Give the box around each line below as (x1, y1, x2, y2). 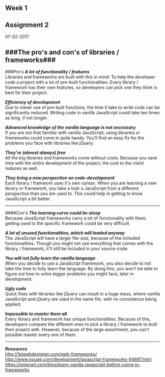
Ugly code (5, 285, 27, 292)
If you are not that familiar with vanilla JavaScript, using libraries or (5, 130, 140, 136)
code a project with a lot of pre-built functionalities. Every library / (5, 79, 138, 85)
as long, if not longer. (5, 115, 48, 121)
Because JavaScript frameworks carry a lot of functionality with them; (5, 215, 147, 221)
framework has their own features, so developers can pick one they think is (5, 85, 158, 91)
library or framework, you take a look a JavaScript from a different (5, 186, 139, 191)
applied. (5, 301, 22, 307)
